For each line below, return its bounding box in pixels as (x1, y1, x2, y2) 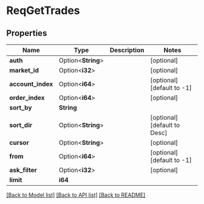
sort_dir (9, 121, 33, 129)
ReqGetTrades (6, 4, 80, 18)
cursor (9, 138, 29, 147)
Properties (6, 28, 47, 38)
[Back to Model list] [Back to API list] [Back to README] (6, 191, 146, 199)
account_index (9, 80, 53, 88)
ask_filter (9, 166, 38, 174)
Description (109, 46, 144, 54)
